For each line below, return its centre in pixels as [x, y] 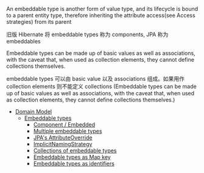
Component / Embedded [64, 124]
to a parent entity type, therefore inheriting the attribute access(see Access [101, 15]
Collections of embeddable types [75, 150]
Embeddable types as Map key [72, 157]
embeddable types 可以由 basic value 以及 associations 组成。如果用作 [95, 79]
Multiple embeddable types [68, 131]
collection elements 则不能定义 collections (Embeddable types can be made [101, 86]
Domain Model [33, 112]
